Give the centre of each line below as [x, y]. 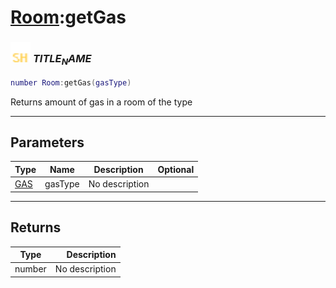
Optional [176, 169]
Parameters [47, 142]
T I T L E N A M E [62, 60]
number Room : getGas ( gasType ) [71, 82]
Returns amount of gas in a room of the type [101, 102]
